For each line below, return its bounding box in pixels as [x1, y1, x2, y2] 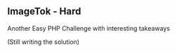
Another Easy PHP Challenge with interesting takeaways [7, 24, 171, 32]
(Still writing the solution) [7, 38, 79, 46]
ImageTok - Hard [7, 6, 81, 17]
